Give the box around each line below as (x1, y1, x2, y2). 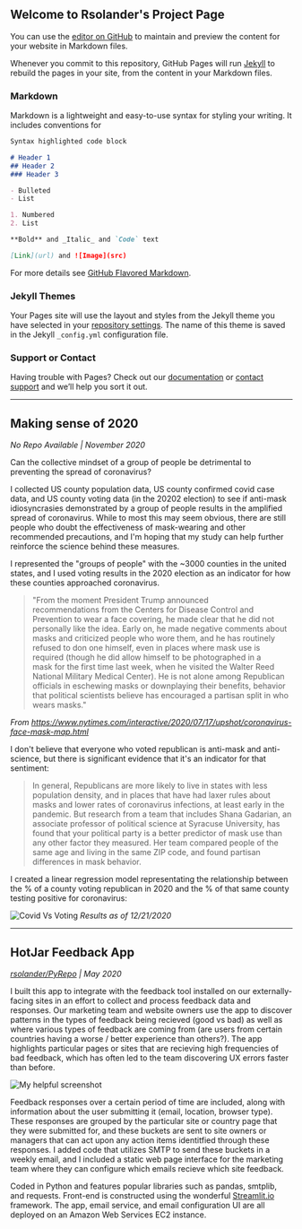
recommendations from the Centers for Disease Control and (31, 604, 255, 615)
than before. (10, 1062, 56, 1073)
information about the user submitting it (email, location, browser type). (10, 1106, 273, 1117)
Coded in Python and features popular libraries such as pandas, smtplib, (10, 1181, 277, 1191)
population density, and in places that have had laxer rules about (31, 790, 272, 801)
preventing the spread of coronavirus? (10, 466, 151, 478)
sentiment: (10, 763, 50, 774)
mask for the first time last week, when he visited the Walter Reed (31, 662, 275, 672)
